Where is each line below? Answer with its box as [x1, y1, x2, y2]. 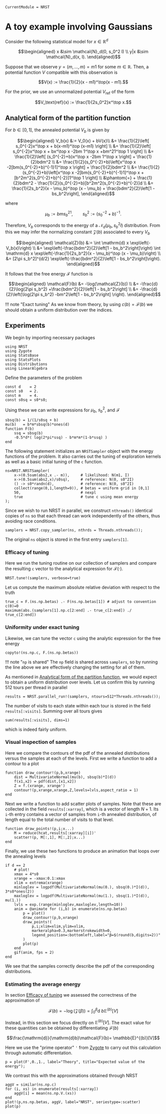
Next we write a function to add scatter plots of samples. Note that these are [5, 801, 162, 807]
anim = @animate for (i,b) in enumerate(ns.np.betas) [14, 906, 127, 911]
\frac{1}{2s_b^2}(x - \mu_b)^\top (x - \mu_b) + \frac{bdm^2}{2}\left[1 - [11, 186, 155, 191]
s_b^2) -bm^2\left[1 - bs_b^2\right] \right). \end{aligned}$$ [40, 291, 161, 297]
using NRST [5, 344, 28, 349]
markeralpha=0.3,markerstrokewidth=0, [31, 928, 112, 933]
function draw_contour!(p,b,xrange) [5, 770, 81, 775]
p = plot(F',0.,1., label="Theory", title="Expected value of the [5, 1060, 145, 1065]
